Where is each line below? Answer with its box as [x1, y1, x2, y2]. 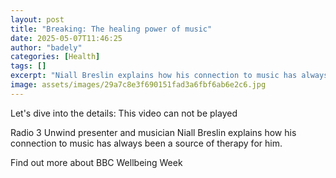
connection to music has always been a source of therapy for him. [10, 137, 283, 149]
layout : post [10, 14, 65, 25]
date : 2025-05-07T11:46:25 [10, 33, 123, 43]
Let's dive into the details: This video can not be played [10, 107, 238, 119]
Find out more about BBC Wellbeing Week [10, 156, 183, 168]
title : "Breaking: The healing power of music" [10, 24, 213, 34]
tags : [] [10, 61, 47, 71]
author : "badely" [10, 42, 83, 53]
